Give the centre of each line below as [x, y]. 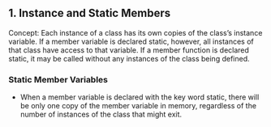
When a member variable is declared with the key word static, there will [140, 97]
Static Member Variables [58, 79]
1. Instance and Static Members [90, 13]
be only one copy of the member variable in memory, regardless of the [138, 106]
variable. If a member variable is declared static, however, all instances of [131, 41]
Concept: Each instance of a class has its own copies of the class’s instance [135, 32]
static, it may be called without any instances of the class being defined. [129, 58]
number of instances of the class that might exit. [101, 114]
